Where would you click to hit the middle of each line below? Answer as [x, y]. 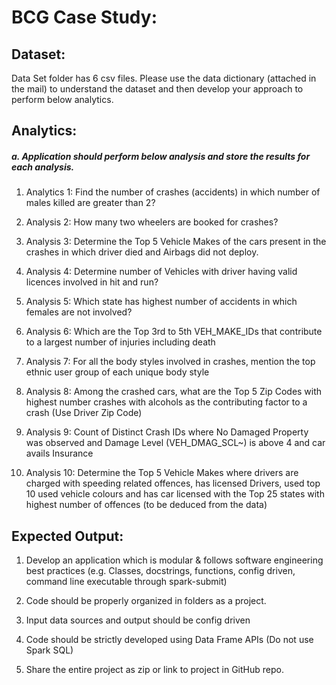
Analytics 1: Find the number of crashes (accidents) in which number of [173, 192]
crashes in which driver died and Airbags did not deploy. [142, 252]
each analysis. [43, 167]
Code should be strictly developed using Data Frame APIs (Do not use [169, 640]
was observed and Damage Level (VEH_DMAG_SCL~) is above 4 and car [175, 443]
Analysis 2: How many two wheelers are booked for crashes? [152, 222]
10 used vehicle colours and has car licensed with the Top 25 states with [175, 494]
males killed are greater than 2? [90, 203]
